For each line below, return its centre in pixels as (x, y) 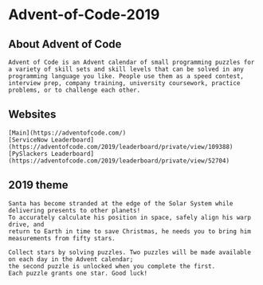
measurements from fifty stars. (62, 238)
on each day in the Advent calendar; (71, 259)
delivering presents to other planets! (75, 210)
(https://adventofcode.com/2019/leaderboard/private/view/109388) (121, 146)
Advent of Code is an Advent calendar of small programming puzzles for (131, 62)
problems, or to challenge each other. (75, 90)
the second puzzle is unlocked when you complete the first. (112, 266)
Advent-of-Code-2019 (84, 15)
